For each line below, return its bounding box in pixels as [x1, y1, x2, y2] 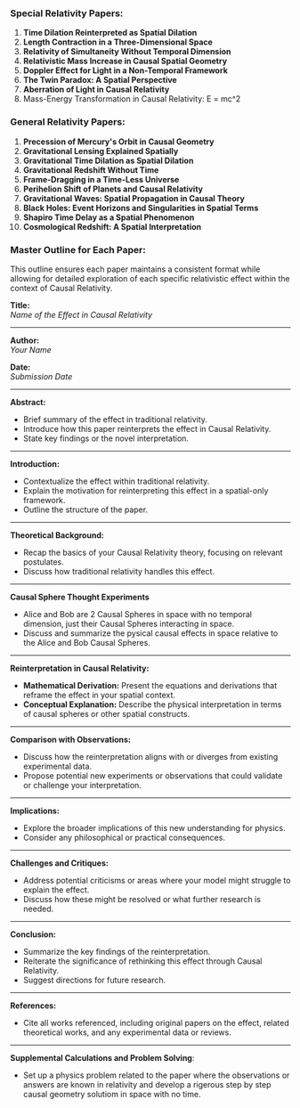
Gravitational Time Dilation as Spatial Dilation [22, 155, 194, 166]
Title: [10, 299, 30, 310]
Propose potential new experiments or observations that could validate [22, 770, 283, 781]
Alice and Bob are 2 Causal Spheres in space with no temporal [22, 608, 253, 619]
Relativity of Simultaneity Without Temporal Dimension [22, 46, 231, 57]
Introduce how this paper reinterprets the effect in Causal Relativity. [22, 423, 272, 434]
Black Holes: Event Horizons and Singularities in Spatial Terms [22, 202, 259, 213]
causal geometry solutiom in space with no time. [22, 1088, 201, 1099]
